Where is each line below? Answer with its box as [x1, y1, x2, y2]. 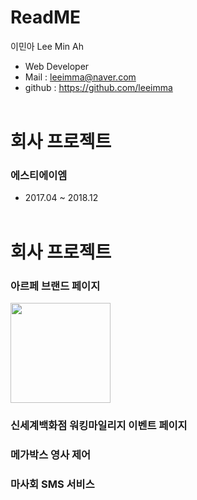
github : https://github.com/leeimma [24, 81, 173, 93]
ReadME [10, 6, 81, 29]
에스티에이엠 [10, 169, 68, 183]
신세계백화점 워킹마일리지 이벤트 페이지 [10, 418, 188, 432]
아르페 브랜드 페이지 [10, 279, 101, 293]
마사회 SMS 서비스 [10, 477, 95, 491]
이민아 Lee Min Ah [10, 40, 84, 52]
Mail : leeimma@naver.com [24, 71, 137, 83]
